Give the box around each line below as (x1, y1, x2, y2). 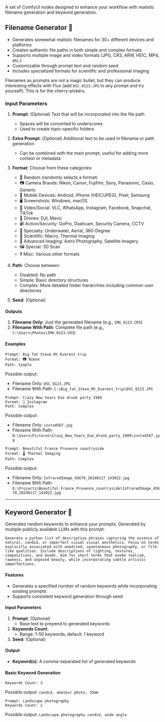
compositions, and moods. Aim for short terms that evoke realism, (5, 553, 146, 558)
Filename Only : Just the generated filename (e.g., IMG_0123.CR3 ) (12, 319, 142, 325)
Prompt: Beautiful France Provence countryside (5, 446, 105, 451)
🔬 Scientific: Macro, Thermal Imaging (19, 233, 95, 239)
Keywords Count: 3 (5, 681, 43, 686)
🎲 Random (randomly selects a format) (19, 174, 98, 181)
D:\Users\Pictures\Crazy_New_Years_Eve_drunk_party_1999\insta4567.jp (12, 433, 160, 438)
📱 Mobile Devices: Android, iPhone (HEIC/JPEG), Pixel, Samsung (19, 192, 150, 198)
